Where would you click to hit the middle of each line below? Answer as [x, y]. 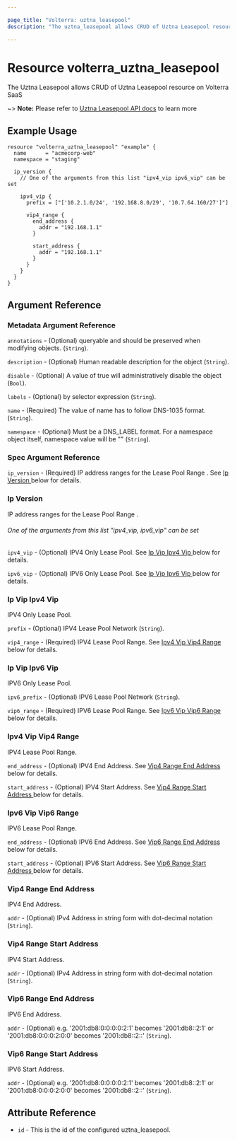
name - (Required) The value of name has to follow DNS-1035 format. [107, 410]
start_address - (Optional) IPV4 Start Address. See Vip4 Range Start [107, 787]
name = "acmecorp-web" [55, 154]
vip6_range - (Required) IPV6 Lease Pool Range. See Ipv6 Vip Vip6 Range [114, 711]
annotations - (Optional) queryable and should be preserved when [104, 340]
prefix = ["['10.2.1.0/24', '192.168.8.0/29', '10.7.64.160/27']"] [127, 203]
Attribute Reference [52, 1112]
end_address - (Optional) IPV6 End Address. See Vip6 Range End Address [114, 842]
